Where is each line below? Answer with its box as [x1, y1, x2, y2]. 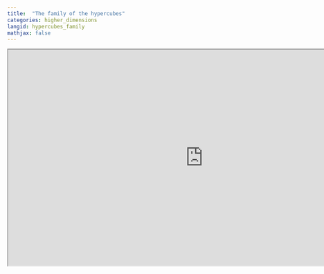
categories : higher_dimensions [7, 17, 98, 24]
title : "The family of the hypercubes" [7, 10, 126, 17]
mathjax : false [7, 29, 51, 37]
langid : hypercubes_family [7, 23, 85, 30]
